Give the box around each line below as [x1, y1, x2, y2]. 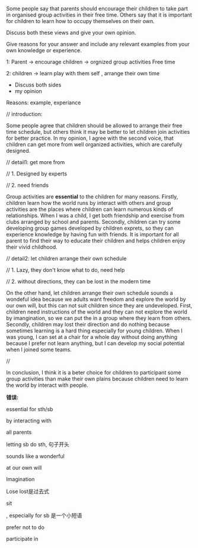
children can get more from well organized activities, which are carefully [6, 141, 183, 148]
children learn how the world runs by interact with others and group [6, 200, 171, 206]
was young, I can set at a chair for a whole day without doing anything [6, 334, 178, 340]
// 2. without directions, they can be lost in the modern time [6, 278, 151, 285]
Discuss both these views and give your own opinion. [6, 29, 136, 36]
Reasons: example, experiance [6, 99, 81, 106]
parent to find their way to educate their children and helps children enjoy [6, 237, 186, 244]
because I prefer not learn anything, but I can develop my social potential [6, 340, 185, 347]
